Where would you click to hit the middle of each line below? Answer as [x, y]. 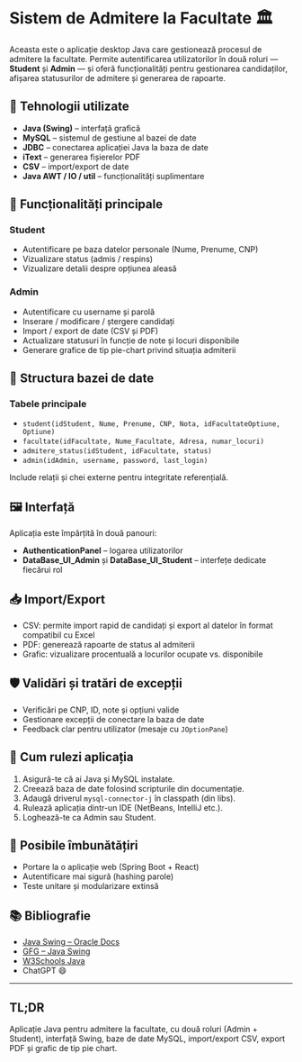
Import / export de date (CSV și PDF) [90, 331]
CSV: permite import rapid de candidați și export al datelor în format [148, 626]
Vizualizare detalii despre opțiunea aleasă [99, 268]
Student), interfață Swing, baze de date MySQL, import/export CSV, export [147, 1039]
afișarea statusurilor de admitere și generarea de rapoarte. [118, 77]
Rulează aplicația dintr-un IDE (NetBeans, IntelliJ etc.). [122, 807]
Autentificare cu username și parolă [89, 312]
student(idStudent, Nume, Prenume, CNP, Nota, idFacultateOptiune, [151, 424]
